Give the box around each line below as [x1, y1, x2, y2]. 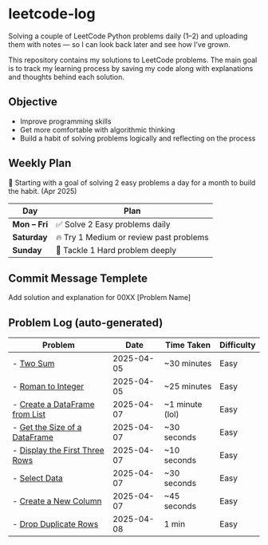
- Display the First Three [12, 444, 105, 456]
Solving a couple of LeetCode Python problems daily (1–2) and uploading [8, 31, 248, 41]
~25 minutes [164, 381, 212, 392]
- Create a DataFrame [12, 399, 95, 410]
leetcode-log [8, 5, 96, 23]
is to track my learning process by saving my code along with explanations [8, 63, 254, 73]
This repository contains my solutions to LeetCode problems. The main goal [8, 55, 258, 65]
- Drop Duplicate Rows [12, 519, 99, 530]
